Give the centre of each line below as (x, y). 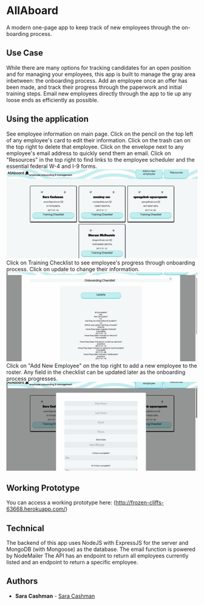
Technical (25, 528)
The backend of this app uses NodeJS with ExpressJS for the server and (97, 543)
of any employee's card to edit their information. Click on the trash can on (99, 140)
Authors (22, 581)
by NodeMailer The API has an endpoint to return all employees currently (97, 556)
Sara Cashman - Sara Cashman (55, 596)
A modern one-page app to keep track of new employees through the (93, 27)
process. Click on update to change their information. (73, 269)
